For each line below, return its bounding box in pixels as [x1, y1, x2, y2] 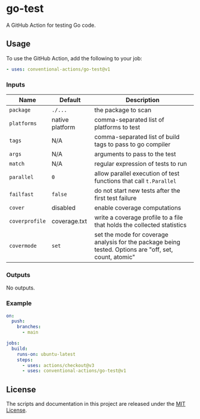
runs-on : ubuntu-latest [17, 351, 76, 357]
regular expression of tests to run [94, 159, 187, 168]
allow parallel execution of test [94, 169, 180, 177]
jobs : [6, 340, 20, 346]
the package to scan [94, 106, 152, 114]
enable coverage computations [94, 204, 182, 212]
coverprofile [9, 217, 46, 224]
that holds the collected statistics [94, 220, 187, 229]
